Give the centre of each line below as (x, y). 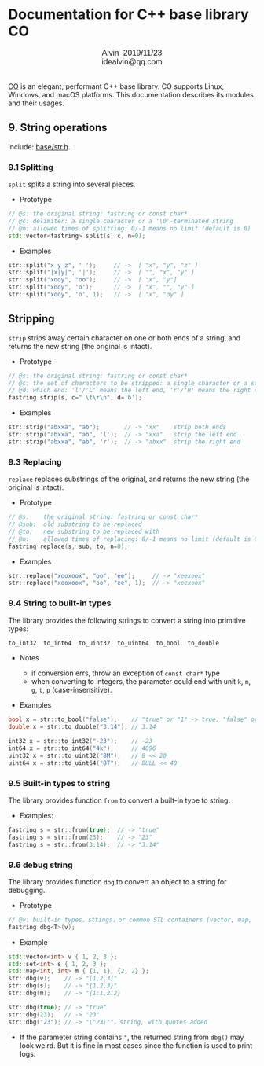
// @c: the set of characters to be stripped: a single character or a (128, 383)
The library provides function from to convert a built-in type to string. (119, 800)
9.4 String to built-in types (60, 603)
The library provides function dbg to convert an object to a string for (117, 881)
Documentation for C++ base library (128, 15)
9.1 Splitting (31, 167)
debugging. (27, 890)
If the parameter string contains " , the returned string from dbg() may (132, 1037)
